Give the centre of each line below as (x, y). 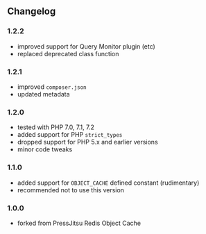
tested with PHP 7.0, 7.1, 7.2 (56, 127)
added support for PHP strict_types (70, 135)
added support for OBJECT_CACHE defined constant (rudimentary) (108, 183)
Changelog (32, 11)
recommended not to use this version (71, 190)
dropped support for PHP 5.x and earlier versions (87, 142)
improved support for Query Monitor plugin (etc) (86, 46)
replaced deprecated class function (68, 53)
